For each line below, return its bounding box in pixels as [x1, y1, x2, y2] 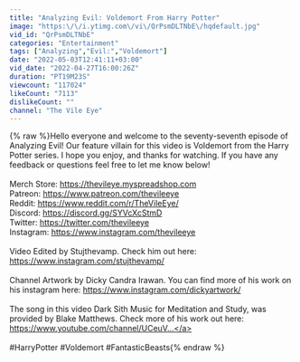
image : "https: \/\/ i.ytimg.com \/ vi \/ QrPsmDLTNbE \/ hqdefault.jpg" [9, 22, 260, 31]
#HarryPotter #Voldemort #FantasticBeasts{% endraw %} [9, 342, 225, 353]
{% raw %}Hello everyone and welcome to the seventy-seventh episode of [9, 130, 289, 141]
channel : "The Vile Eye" [9, 106, 103, 115]
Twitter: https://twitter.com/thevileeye [9, 217, 150, 228]
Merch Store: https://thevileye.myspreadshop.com [9, 178, 197, 190]
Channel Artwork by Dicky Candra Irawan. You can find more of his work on [9, 275, 292, 286]
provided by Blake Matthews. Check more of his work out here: [9, 313, 245, 324]
